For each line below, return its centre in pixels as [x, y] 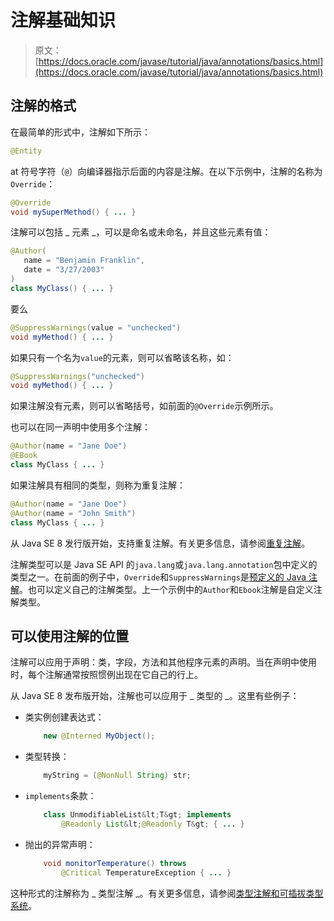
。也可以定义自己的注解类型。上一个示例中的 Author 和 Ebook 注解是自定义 [166, 589]
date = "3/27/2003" [64, 270]
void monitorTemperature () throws [115, 863]
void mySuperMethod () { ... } [73, 212]
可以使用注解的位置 [69, 636]
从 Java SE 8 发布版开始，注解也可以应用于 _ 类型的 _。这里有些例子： [155, 696]
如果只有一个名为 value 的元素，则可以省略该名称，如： [122, 357]
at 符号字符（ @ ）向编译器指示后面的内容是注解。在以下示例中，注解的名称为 [166, 171]
